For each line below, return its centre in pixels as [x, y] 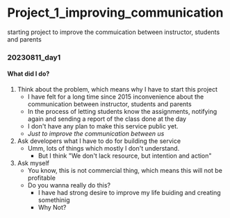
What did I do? [28, 74]
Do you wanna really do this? [69, 185]
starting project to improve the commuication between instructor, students [114, 32]
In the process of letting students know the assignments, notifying [122, 112]
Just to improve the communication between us [96, 134]
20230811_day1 [34, 57]
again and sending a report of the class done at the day [107, 119]
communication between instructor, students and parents [110, 104]
